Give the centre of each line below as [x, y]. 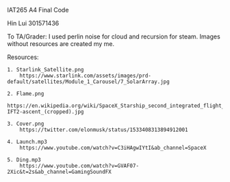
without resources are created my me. [61, 44]
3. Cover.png [26, 124]
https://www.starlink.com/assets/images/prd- [86, 76]
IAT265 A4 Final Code [38, 10]
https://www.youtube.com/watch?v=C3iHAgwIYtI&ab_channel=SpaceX [113, 148]
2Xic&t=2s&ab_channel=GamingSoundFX [59, 172]
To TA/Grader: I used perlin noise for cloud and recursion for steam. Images [114, 36]
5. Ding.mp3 [24, 160]
